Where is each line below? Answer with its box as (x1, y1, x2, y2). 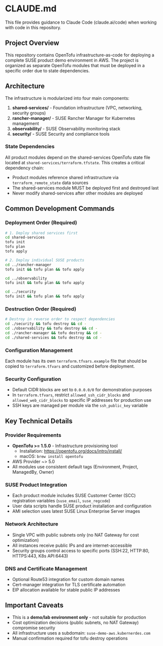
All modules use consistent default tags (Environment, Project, (12, 464, 138, 469)
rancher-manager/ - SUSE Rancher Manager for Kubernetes (12, 115, 136, 121)
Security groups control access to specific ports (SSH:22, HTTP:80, (12, 547, 150, 553)
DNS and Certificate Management (5, 565, 87, 572)
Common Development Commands (5, 204, 114, 213)
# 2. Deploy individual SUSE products (5, 258, 84, 263)
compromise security (12, 625, 55, 631)
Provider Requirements (5, 431, 61, 438)
